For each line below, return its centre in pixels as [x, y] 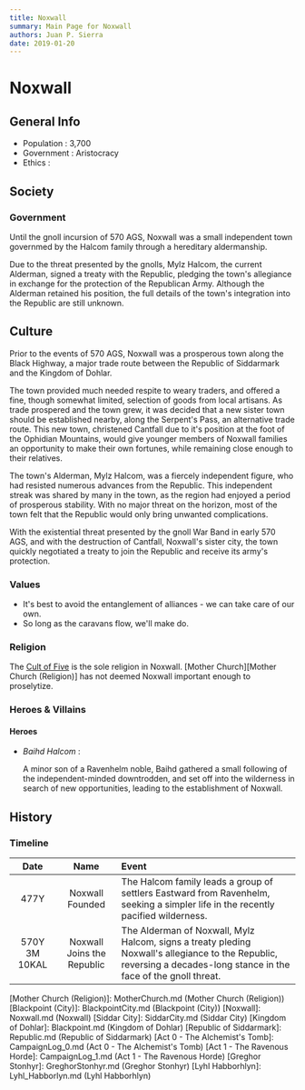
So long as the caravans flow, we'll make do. [105, 624]
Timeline [29, 843]
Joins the [86, 954]
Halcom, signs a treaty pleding [186, 942]
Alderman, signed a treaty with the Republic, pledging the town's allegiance [151, 274]
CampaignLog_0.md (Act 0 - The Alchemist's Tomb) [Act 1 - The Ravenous [149, 1047]
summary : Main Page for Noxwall [70, 26]
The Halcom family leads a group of [197, 882]
